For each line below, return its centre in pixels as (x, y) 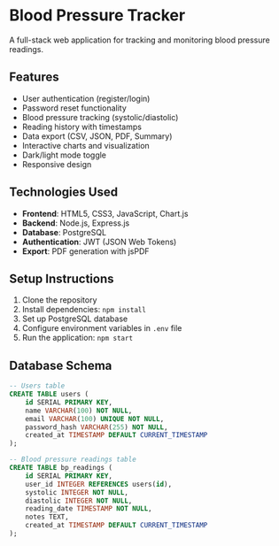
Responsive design (57, 164)
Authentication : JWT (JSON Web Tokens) (99, 242)
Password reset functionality (74, 108)
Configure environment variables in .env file (102, 328)
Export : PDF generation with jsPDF (85, 251)
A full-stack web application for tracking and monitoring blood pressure (139, 40)
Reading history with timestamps (81, 127)
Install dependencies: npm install (84, 310)
